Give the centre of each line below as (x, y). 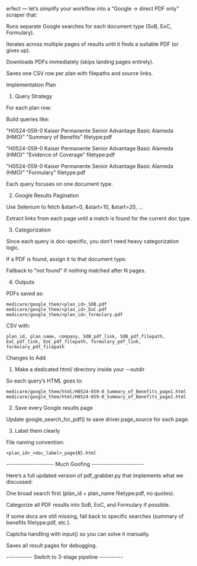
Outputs (25, 282)
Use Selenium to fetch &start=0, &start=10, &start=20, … (75, 207)
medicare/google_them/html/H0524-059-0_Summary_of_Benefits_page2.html (96, 397)
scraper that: (22, 15)
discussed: (20, 482)
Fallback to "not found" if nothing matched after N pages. (76, 271)
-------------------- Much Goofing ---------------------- (75, 464)
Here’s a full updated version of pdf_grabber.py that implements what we (95, 475)
